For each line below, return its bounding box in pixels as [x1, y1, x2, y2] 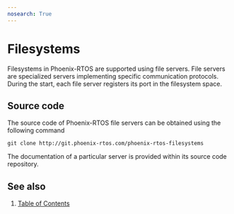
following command [7, 126, 65, 135]
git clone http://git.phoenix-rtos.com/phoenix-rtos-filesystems [7, 140, 204, 147]
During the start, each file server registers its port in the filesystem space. [7, 79, 223, 88]
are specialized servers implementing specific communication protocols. [7, 72, 219, 80]
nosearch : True [7, 10, 52, 18]
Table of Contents [17, 199, 70, 208]
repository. [7, 160, 39, 169]
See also [7, 180, 46, 192]
